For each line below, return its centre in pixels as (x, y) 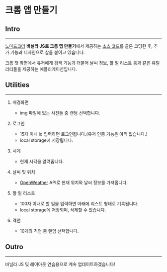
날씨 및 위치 (24, 172)
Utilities (17, 85)
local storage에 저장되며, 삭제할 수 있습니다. (63, 210)
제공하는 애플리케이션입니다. (49, 69)
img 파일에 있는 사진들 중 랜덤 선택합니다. (60, 113)
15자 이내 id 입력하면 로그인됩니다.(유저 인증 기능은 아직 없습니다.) (84, 134)
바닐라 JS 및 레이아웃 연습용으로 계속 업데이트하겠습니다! (60, 264)
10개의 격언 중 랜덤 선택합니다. (49, 231)
